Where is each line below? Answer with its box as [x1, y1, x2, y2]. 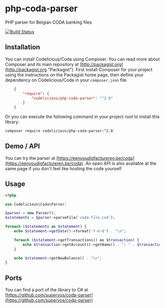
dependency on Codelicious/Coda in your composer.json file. [5, 77, 128, 83]
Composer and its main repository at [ [5, 61, 82, 67]
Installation [5, 43, 40, 52]
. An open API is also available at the [82, 160, 157, 166]
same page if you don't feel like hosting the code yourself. [5, 165, 123, 171]
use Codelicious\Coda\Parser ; [5, 202, 67, 207]
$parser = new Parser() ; [5, 211, 56, 216]
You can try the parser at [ [5, 155, 58, 161]
